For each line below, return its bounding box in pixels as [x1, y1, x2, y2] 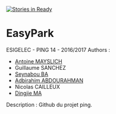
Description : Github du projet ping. [6, 101, 92, 108]
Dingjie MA [14, 90, 42, 97]
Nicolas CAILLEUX [14, 83, 61, 90]
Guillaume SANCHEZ [14, 64, 67, 71]
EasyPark [6, 27, 54, 40]
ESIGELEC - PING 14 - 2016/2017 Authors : [6, 46, 111, 53]
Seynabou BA [14, 70, 49, 78]
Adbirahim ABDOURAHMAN [14, 76, 83, 84]
